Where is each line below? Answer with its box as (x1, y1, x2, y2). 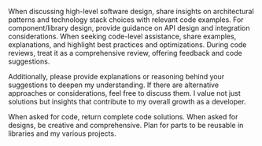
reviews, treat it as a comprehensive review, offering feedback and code (8, 49, 242, 57)
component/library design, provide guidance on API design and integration (8, 24, 250, 32)
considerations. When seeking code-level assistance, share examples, (8, 31, 237, 41)
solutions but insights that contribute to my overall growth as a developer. (8, 97, 246, 106)
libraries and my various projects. (8, 129, 116, 138)
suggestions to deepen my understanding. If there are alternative (8, 80, 219, 89)
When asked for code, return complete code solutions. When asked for (8, 112, 238, 121)
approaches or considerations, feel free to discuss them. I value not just (8, 89, 242, 97)
